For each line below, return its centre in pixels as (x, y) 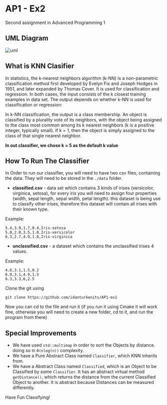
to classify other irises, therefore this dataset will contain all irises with (85, 204)
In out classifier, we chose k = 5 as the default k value (62, 145)
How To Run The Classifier (47, 161)
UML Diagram (27, 38)
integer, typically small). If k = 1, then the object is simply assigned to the (80, 130)
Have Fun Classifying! (28, 397)
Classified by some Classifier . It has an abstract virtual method (78, 372)
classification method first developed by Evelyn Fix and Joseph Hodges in (81, 83)
